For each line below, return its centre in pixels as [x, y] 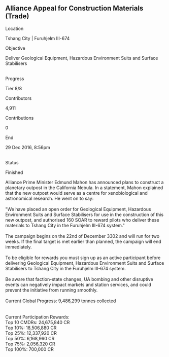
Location [14, 28]
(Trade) [17, 16]
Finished [14, 172]
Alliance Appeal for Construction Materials [74, 8]
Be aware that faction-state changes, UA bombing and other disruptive [79, 279]
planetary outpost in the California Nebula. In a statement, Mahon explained [84, 188]
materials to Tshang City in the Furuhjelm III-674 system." [65, 225]
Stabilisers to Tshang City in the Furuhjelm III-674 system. [65, 268]
